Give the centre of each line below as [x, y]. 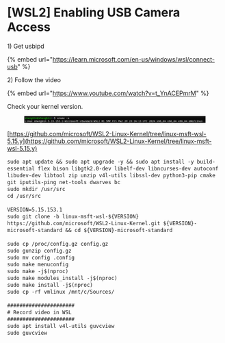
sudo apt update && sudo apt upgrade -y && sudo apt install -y [101, 162]
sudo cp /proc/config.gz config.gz [58, 244]
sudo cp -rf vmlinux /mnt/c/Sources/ [61, 292]
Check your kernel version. [45, 106]
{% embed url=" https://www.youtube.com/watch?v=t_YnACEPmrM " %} [108, 93]
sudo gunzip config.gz [39, 251]
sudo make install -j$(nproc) [50, 285]
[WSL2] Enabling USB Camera [94, 13]
